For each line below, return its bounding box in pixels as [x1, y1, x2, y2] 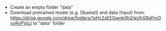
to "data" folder [32, 20, 65, 26]
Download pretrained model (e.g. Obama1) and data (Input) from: [10, 9, 145, 15]
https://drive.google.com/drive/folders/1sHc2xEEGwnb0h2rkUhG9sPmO [10, 15, 161, 20]
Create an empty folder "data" [10, 4, 73, 10]
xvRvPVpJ [10, 20, 32, 26]
